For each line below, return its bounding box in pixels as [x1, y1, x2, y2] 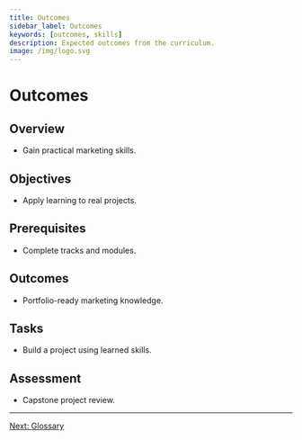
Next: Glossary [9, 420, 65, 432]
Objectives [9, 171, 72, 186]
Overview [9, 121, 66, 136]
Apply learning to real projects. [22, 194, 138, 205]
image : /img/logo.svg [9, 47, 91, 56]
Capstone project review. [22, 395, 115, 406]
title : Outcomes [9, 13, 70, 22]
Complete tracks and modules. [22, 245, 137, 256]
